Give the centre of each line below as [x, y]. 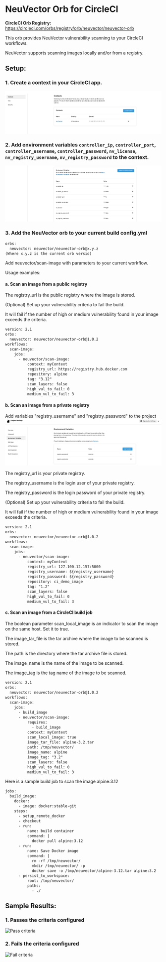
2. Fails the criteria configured [42, 944]
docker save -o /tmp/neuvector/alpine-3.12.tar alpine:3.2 [94, 871]
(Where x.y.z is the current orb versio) [49, 253]
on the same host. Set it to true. [37, 629]
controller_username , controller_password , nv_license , [71, 151]
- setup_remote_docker [42, 816]
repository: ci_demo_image [55, 582]
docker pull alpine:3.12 [57, 841]
